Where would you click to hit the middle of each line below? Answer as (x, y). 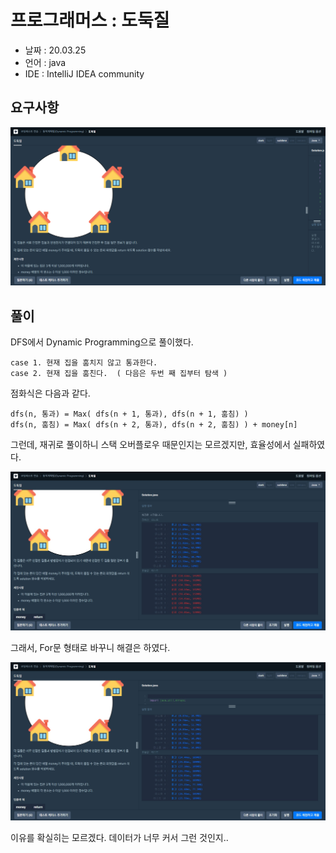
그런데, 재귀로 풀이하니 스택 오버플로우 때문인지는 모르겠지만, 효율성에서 (150, 445)
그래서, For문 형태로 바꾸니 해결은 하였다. (90, 647)
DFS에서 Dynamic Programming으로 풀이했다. (102, 342)
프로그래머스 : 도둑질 (90, 20)
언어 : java (45, 62)
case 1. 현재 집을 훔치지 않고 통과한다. (84, 363)
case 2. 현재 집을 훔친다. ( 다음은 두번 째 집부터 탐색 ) (119, 374)
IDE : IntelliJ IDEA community (84, 73)
